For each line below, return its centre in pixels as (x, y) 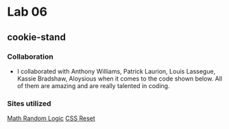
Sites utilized (29, 103)
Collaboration (30, 57)
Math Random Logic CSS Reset (51, 118)
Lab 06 (27, 12)
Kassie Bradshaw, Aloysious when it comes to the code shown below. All (120, 78)
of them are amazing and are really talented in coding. (93, 85)
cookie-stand (37, 37)
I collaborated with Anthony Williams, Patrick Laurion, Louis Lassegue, (116, 71)
